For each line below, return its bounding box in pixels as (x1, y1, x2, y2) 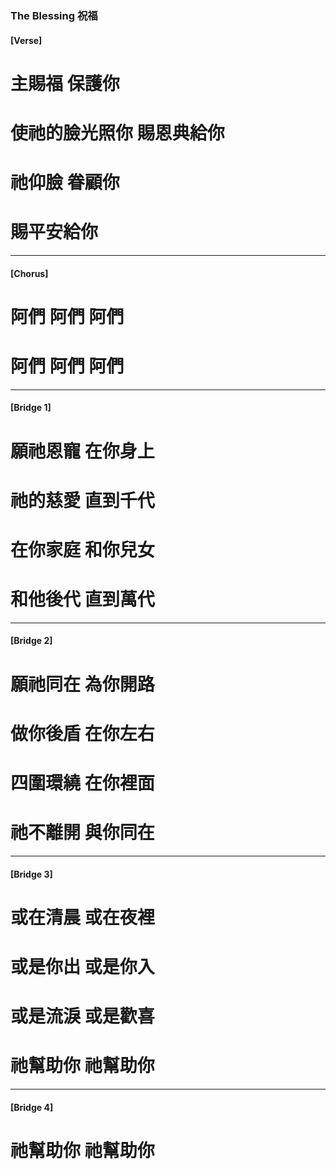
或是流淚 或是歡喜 (10, 1005, 155, 1028)
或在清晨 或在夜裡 (10, 906, 155, 929)
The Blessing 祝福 (10, 8, 98, 22)
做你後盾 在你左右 (10, 722, 155, 745)
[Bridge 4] (10, 1101, 54, 1113)
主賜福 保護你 (10, 72, 120, 95)
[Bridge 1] (10, 402, 52, 414)
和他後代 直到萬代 (10, 588, 155, 611)
